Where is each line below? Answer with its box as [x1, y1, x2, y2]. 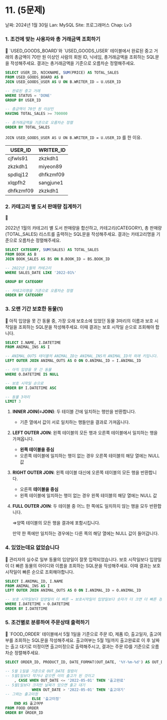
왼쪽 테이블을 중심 [19, 447, 55, 452]
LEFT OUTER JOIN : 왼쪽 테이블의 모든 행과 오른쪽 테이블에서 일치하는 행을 [12, 430, 158, 436]
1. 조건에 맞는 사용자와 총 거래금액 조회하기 [5, 35, 101, 42]
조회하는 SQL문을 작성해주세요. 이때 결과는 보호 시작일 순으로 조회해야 [18, 324, 155, 330]
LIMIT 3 [5, 399, 21, 404]
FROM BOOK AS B [5, 252, 37, 257]
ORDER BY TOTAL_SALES [5, 125, 50, 130]
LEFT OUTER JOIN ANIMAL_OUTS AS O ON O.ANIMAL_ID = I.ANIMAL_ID [5, 359, 141, 363]
